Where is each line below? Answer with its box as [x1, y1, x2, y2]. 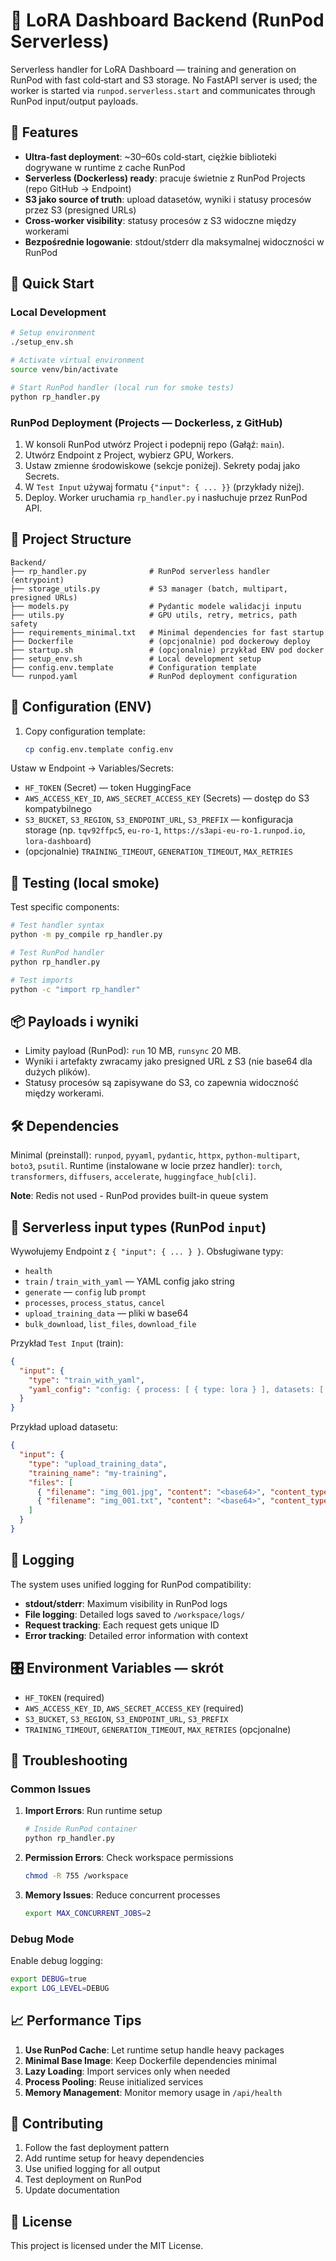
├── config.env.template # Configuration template [10, 662, 257, 673]
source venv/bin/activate [10, 365, 118, 375]
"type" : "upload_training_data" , [28, 1459, 168, 1469]
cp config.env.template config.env [24, 744, 174, 754]
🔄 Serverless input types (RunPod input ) [10, 1219, 267, 1236]
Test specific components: [10, 901, 120, 913]
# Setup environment [10, 328, 97, 338]
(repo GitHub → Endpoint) [24, 182, 132, 194]
